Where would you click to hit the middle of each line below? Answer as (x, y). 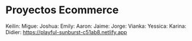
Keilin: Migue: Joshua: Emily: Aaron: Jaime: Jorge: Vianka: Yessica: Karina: (96, 26)
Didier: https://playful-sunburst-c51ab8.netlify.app (66, 32)
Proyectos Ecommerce (62, 10)
